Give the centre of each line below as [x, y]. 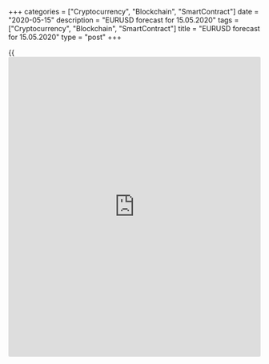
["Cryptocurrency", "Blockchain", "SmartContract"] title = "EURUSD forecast [134, 28]
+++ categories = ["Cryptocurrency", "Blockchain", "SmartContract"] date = [134, 12]
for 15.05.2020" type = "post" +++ [65, 37]
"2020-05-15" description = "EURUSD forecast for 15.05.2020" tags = [124, 20]
